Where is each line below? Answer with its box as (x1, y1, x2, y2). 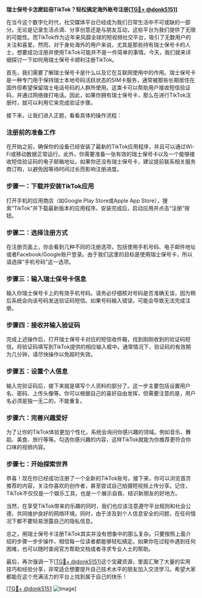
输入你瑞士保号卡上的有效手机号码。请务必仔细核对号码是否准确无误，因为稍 (6, 290, 196, 297)
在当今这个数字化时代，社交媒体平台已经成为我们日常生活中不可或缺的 (6, 19, 180, 26)
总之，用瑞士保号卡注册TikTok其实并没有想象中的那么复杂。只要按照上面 (6, 530, 186, 537)
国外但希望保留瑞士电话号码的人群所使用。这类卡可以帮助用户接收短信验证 (6, 84, 191, 91)
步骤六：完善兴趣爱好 (6, 413, 68, 422)
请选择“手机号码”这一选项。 (6, 258, 75, 265)
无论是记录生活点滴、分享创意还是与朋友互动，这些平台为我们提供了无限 (16, 26, 196, 33)
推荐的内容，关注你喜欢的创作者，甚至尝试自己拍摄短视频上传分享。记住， (6, 482, 191, 489)
